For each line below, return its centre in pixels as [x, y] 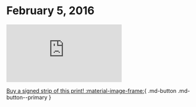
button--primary [27, 97]
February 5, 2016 [51, 11]
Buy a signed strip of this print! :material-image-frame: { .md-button [92, 90]
